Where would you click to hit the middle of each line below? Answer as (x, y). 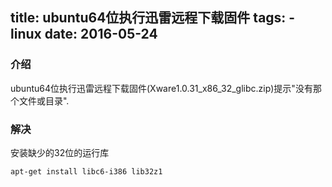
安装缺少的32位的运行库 (60, 152)
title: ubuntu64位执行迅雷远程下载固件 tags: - (153, 18)
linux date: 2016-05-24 (84, 34)
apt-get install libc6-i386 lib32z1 (86, 171)
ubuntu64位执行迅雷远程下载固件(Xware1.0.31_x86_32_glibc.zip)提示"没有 (161, 88)
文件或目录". (44, 100)
